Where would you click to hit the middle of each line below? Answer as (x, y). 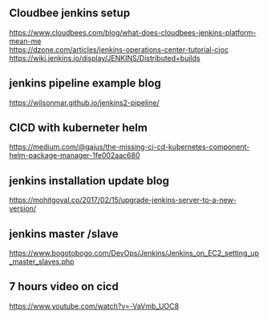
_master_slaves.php (42, 262)
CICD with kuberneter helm (78, 128)
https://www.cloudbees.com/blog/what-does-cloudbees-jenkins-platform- (133, 32)
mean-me (25, 41)
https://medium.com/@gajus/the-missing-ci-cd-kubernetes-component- (129, 147)
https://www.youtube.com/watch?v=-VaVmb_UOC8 (94, 306)
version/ (23, 208)
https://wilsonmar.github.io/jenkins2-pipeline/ (84, 103)
